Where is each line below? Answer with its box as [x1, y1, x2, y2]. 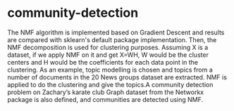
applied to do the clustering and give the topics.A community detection [7, 80, 214, 89]
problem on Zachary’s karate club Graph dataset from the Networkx [7, 88, 204, 96]
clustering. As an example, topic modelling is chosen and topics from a [7, 65, 213, 74]
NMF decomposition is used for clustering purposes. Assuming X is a [7, 43, 209, 51]
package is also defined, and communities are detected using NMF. [7, 95, 204, 103]
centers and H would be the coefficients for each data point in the [7, 58, 199, 66]
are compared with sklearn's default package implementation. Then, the [7, 35, 217, 44]
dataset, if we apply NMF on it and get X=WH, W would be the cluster [7, 51, 209, 59]
